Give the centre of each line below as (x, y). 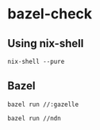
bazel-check (50, 14)
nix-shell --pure (36, 61)
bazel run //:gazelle (43, 104)
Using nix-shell (46, 43)
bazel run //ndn (34, 118)
